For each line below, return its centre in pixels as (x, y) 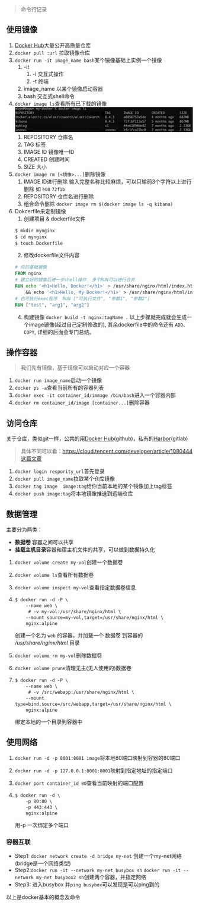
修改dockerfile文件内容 (52, 255)
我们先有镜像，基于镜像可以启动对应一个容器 (75, 368)
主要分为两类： (24, 530)
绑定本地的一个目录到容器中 (49, 722)
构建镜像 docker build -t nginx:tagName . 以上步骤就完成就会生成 (105, 317)
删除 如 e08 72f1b (44, 189)
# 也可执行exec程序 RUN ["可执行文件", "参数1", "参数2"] (82, 299)
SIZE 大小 (35, 166)
